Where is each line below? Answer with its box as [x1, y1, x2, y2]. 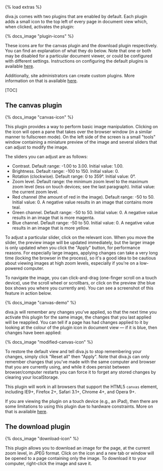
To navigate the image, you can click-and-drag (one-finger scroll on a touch [5, 274, 157, 281]
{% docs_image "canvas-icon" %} [5, 114, 74, 120]
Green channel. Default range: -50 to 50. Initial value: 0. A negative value [12, 209, 158, 215]
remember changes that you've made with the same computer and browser [5, 359, 156, 365]
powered [5, 265, 23, 271]
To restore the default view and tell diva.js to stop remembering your [5, 348, 142, 354]
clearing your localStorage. [5, 374, 59, 380]
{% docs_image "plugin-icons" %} [5, 34, 74, 39]
